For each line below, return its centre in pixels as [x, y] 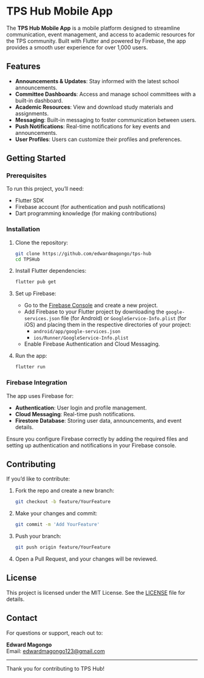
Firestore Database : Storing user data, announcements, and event [98, 420]
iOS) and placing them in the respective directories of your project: [107, 325]
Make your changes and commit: [56, 513]
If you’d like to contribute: [38, 479]
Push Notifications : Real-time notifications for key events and [93, 126]
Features [23, 67]
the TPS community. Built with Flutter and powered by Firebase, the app [96, 41]
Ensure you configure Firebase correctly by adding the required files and [97, 439]
